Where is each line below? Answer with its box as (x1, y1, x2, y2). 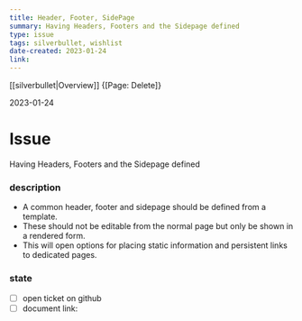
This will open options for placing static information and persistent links (22, 240, 288, 251)
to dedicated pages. (22, 250, 97, 261)
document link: (22, 303, 78, 314)
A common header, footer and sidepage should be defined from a (22, 202, 267, 213)
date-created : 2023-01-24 (9, 47, 106, 56)
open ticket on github (22, 292, 102, 303)
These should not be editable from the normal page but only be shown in (22, 221, 294, 232)
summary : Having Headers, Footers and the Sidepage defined (9, 22, 241, 31)
